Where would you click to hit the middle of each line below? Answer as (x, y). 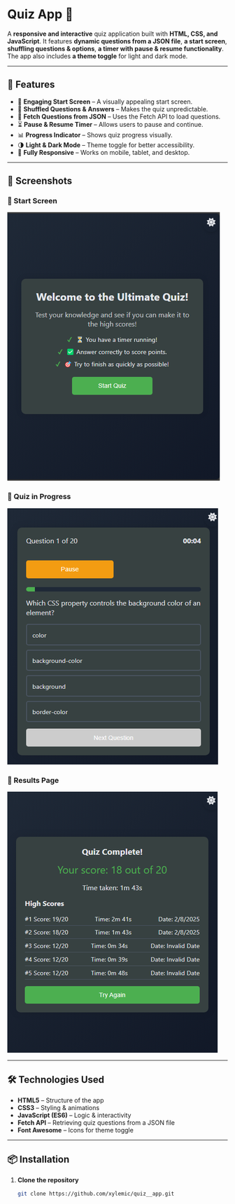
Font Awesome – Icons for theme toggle (76, 1130)
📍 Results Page (33, 780)
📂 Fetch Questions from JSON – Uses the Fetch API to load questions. (119, 116)
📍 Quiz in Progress (39, 497)
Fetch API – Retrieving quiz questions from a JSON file (96, 1122)
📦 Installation (38, 1159)
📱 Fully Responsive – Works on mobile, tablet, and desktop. (104, 152)
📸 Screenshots (40, 181)
